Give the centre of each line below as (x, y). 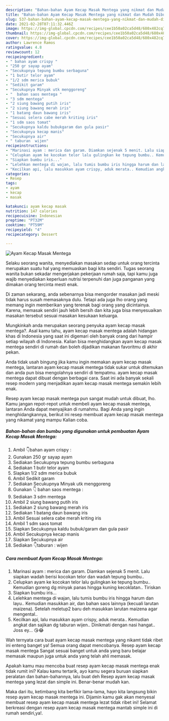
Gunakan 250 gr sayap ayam (43, 457)
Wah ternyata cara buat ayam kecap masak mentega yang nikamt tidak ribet (84, 640)
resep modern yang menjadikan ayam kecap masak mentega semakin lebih (83, 383)
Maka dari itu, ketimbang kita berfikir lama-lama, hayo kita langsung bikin (81, 691)
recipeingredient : (25, 57)
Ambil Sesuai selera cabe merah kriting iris (57, 518)
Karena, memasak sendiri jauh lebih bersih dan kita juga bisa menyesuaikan (84, 310)
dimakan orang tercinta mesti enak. (42, 284)
